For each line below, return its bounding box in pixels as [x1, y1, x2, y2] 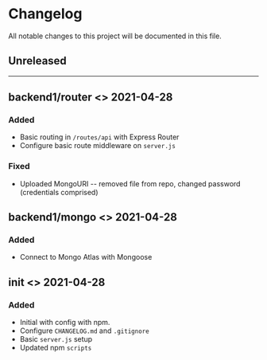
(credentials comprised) [19, 187, 99, 197]
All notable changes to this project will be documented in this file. [8, 31, 222, 41]
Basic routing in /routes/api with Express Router [19, 132, 180, 142]
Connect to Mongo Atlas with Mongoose [19, 252, 153, 262]
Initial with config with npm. [19, 318, 110, 327]
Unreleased [8, 54, 68, 68]
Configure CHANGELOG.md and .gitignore [19, 326, 149, 335]
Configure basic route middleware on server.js [19, 141, 176, 151]
